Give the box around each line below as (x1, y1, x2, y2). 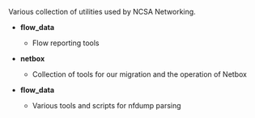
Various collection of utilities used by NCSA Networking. (8, 7, 196, 16)
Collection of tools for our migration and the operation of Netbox (32, 70, 247, 79)
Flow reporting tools (32, 38, 100, 48)
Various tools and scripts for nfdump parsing (32, 101, 181, 110)
